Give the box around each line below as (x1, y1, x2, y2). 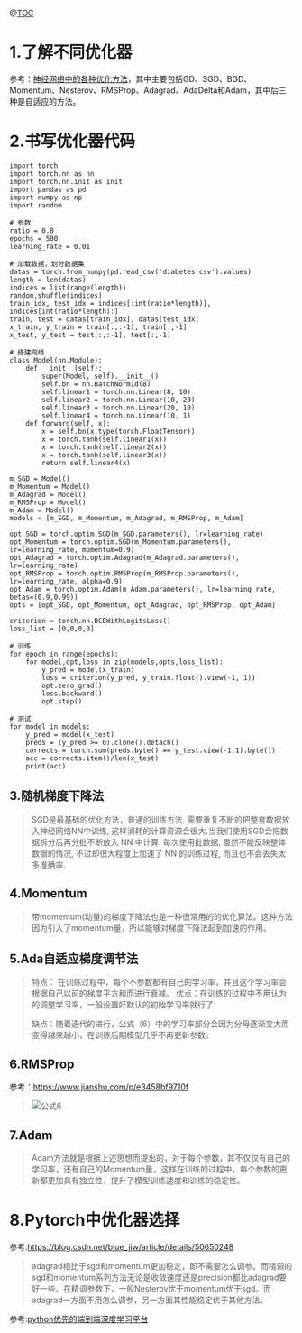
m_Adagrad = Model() (9, 490, 87, 499)
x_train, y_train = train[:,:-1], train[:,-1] (9, 322, 188, 332)
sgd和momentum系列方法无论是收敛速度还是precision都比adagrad (31, 1272, 279, 1282)
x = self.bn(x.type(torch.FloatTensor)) (41, 427, 196, 436)
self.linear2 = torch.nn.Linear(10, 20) (41, 395, 196, 404)
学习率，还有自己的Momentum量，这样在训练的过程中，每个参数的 (31, 1163, 279, 1174)
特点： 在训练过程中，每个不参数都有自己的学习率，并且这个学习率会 (31, 977, 287, 988)
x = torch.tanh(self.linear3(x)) (41, 450, 168, 459)
